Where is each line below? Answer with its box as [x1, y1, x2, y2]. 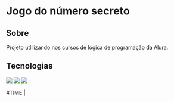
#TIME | [6, 89, 26, 96]
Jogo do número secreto [6, 4, 130, 18]
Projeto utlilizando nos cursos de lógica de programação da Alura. [6, 44, 169, 51]
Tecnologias [6, 61, 53, 71]
